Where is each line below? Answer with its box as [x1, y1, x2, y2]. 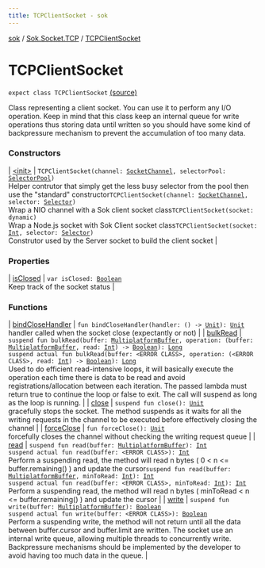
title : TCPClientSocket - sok [8, 11, 109, 20]
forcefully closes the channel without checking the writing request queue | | [8, 432, 256, 441]
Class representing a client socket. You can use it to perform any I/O [8, 102, 232, 112]
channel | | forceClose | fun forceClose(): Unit [8, 424, 165, 433]
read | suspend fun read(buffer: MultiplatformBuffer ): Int [8, 440, 208, 450]
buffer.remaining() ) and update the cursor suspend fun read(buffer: [8, 464, 232, 474]
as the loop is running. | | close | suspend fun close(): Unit [8, 398, 204, 408]
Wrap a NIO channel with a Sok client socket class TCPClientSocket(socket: [8, 205, 254, 214]
